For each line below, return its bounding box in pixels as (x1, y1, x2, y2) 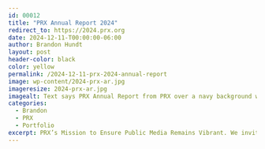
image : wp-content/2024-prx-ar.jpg (8, 77, 125, 85)
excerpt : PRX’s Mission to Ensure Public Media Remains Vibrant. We (8, 129, 238, 136)
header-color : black (8, 56, 77, 64)
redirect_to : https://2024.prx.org (8, 26, 125, 34)
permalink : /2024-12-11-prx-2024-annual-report (8, 70, 168, 78)
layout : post (8, 48, 51, 56)
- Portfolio (15, 121, 55, 129)
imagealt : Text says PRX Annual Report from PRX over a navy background (8, 92, 252, 100)
